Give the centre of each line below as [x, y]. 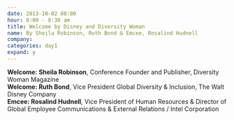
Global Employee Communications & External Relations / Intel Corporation [113, 109]
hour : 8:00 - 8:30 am [39, 20]
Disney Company [32, 94]
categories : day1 [32, 46]
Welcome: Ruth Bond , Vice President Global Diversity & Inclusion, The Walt [116, 87]
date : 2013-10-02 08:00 [42, 14]
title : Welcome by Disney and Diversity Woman [76, 26]
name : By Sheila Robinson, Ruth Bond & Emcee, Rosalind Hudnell [103, 33]
